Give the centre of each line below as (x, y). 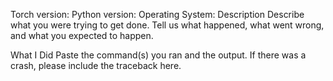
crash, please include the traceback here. (96, 65)
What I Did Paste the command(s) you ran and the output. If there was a (158, 55)
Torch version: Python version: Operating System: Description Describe (157, 14)
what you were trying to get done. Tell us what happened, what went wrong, (167, 25)
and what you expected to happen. (82, 35)
